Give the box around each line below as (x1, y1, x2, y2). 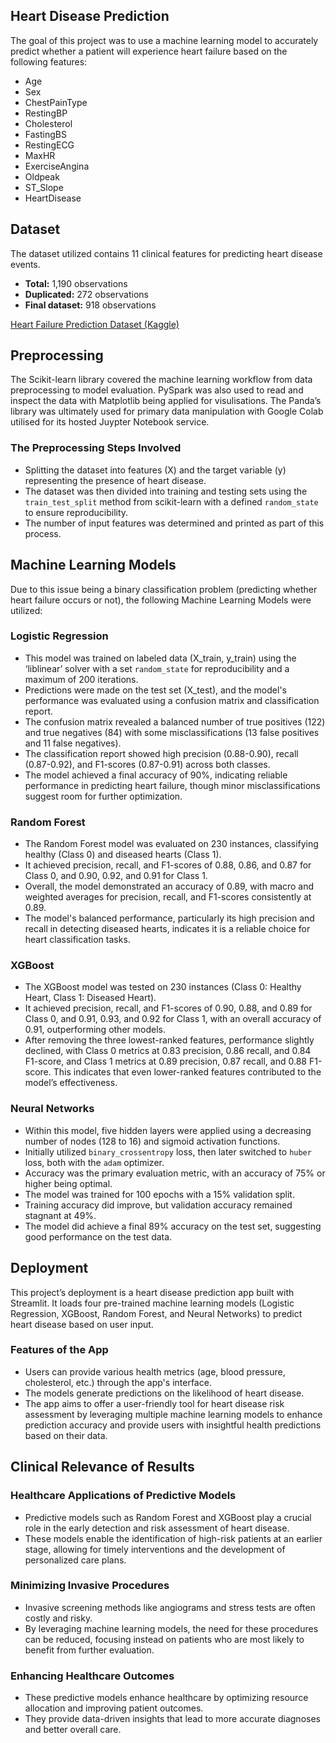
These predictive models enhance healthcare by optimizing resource (24, 1692, 309, 1704)
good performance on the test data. (24, 1230, 173, 1243)
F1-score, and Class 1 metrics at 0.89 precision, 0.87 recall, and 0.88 (24, 1055, 308, 1068)
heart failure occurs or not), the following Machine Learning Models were (10, 594, 312, 606)
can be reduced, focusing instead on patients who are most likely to (24, 1633, 305, 1645)
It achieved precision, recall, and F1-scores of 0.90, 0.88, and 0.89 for (24, 1002, 313, 1014)
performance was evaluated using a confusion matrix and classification (24, 694, 320, 706)
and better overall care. (24, 1724, 122, 1736)
